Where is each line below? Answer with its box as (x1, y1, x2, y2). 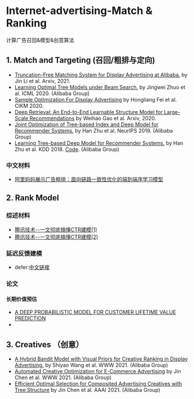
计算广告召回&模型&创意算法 (6, 36, 75, 43)
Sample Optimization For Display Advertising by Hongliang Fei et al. (14, 96, 177, 103)
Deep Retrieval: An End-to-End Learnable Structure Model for (14, 108, 163, 115)
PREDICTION (14, 315, 46, 322)
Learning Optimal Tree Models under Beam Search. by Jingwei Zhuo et (14, 84, 186, 91)
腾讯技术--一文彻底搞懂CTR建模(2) (14, 233, 98, 240)
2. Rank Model (6, 193, 60, 203)
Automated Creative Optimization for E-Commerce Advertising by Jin (14, 367, 181, 374)
